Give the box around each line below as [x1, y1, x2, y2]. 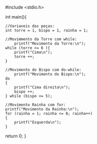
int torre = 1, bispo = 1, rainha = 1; [5, 28, 88, 33]
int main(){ [5, 14, 27, 19]
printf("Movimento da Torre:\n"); [14, 41, 86, 46]
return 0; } [5, 133, 26, 139]
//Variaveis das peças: [5, 23, 55, 28]
